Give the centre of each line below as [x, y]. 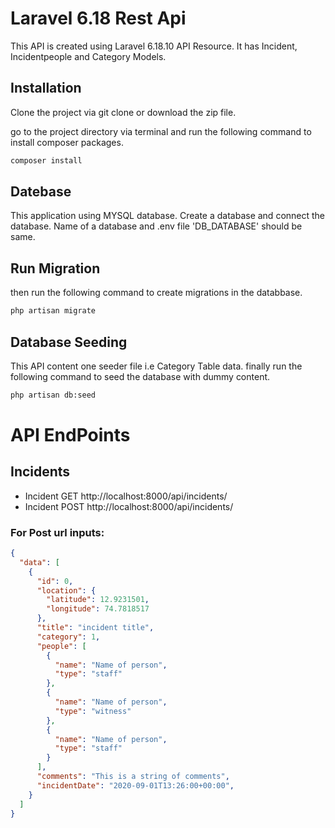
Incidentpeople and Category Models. [88, 56]
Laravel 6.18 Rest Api [98, 18]
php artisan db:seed [53, 395]
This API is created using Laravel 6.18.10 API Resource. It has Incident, [154, 46]
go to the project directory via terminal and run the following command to [161, 131]
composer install [46, 160]
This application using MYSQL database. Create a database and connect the [168, 216]
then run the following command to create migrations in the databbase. [156, 293]
